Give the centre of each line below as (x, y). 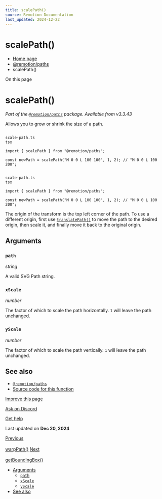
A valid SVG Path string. (30, 276)
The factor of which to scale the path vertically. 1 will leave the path (76, 350)
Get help (14, 419)
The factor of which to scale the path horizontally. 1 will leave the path (78, 311)
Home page (25, 59)
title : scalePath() (26, 10)
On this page (18, 79)
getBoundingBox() (24, 460)
